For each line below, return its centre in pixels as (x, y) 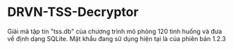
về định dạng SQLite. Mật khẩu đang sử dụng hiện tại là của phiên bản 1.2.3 (117, 38)
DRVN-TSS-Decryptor (73, 12)
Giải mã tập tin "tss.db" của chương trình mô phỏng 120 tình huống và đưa (115, 31)
